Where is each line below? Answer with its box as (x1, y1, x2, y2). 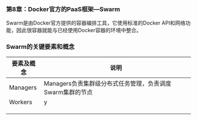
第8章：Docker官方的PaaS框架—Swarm (6, 5, 120, 13)
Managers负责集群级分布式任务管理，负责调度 (43, 79, 172, 87)
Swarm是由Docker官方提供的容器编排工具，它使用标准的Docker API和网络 (6, 19, 186, 27)
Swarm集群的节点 (43, 88, 93, 96)
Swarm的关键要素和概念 (6, 43, 75, 51)
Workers (9, 98, 33, 106)
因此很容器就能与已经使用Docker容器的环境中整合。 (16, 27, 142, 34)
